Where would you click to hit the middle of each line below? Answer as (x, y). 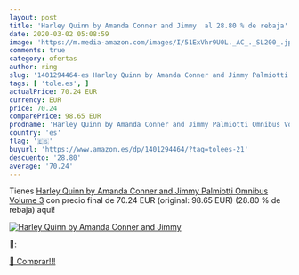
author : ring (33, 67)
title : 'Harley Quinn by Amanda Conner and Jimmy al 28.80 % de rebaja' (149, 26)
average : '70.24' (41, 166)
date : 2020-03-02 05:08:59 (59, 34)
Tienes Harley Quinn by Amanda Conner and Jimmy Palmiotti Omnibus (139, 191)
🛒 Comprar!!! (32, 262)
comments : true (37, 51)
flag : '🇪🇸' (31, 141)
